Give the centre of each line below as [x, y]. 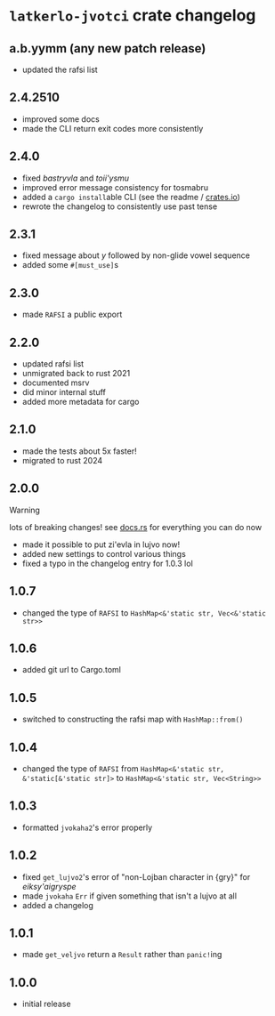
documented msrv [56, 383]
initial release [46, 1004]
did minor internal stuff [64, 392]
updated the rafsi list [60, 69]
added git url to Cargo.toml [72, 670]
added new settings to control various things [104, 553]
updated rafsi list [53, 364]
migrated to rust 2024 [62, 460]
